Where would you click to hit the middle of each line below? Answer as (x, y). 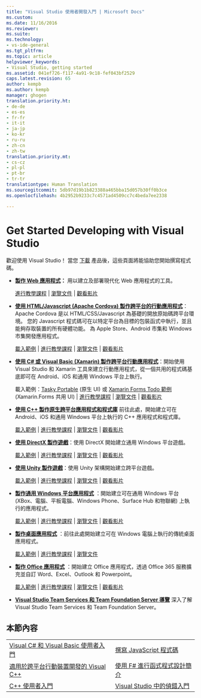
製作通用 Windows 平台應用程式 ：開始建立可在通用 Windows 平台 (97, 493)
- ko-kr (16, 135)
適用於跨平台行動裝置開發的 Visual (57, 667)
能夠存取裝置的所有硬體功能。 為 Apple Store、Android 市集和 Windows (103, 329)
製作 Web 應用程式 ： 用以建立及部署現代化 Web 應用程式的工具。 (95, 281)
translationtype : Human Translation (52, 185)
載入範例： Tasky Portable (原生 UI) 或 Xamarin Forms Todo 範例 (93, 389)
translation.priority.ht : (38, 101)
